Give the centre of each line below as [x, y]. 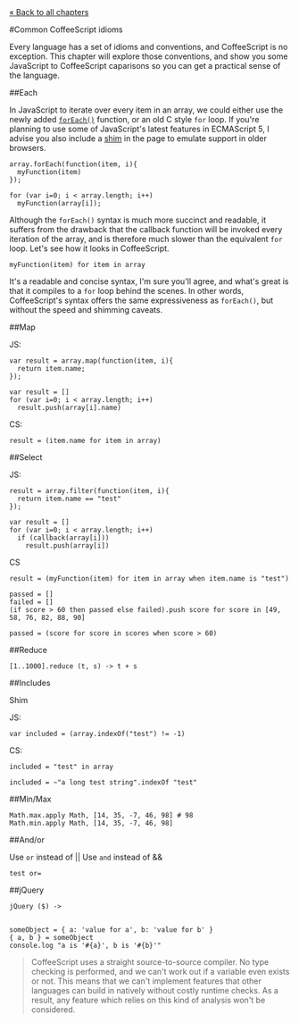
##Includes [30, 683]
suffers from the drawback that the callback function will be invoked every [146, 229]
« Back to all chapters [49, 12]
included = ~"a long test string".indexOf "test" [104, 783]
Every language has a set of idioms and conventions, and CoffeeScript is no [149, 47]
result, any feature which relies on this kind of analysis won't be [148, 1000]
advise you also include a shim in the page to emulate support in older [138, 138]
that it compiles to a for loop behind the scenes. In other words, [127, 291]
